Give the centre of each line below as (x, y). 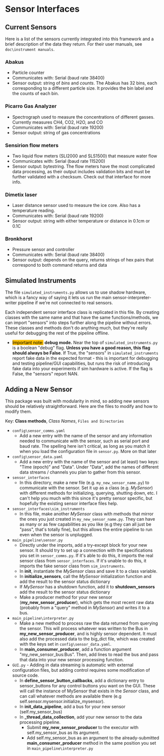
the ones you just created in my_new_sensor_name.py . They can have (87, 519)
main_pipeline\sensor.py (37, 540)
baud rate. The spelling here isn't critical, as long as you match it (85, 446)
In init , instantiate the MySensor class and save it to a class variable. (88, 571)
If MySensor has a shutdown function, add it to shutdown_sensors (87, 587)
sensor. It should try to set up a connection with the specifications (86, 551)
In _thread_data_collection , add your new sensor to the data (81, 717)
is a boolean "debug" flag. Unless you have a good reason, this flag (81, 348)
